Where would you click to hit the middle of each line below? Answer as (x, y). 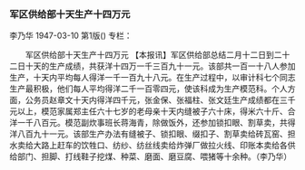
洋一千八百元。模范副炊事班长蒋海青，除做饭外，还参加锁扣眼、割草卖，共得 (152, 123)
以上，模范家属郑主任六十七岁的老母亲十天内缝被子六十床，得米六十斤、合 (156, 111)
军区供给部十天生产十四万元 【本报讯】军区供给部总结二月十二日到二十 (157, 55)
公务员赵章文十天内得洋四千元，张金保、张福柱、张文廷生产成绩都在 (152, 100)
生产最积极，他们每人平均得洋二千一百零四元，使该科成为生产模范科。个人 (148, 89)
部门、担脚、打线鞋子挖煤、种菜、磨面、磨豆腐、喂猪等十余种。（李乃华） (154, 156)
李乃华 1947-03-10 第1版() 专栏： (71, 36)
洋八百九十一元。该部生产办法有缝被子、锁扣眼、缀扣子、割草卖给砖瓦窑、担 (152, 134)
